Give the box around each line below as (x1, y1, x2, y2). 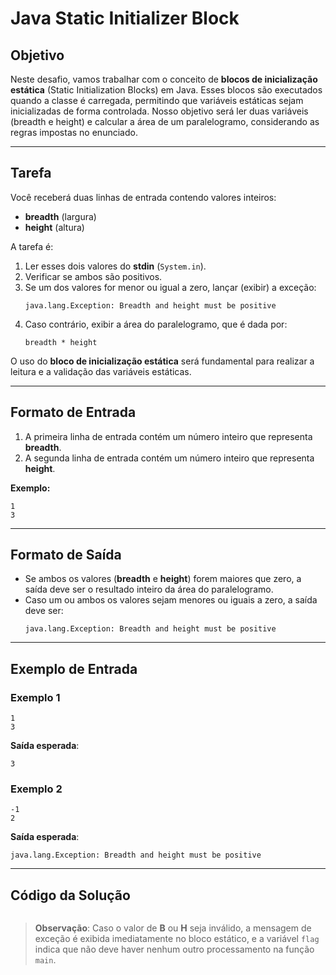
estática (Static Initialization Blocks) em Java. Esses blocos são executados (10, 84, 323, 96)
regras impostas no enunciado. (10, 127, 138, 138)
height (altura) (24, 221, 85, 233)
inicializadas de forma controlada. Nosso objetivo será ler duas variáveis (10, 105, 309, 117)
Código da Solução (10, 887, 131, 904)
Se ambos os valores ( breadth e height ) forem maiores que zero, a (24, 573, 302, 585)
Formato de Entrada (10, 404, 137, 421)
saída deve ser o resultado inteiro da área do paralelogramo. (24, 583, 274, 596)
